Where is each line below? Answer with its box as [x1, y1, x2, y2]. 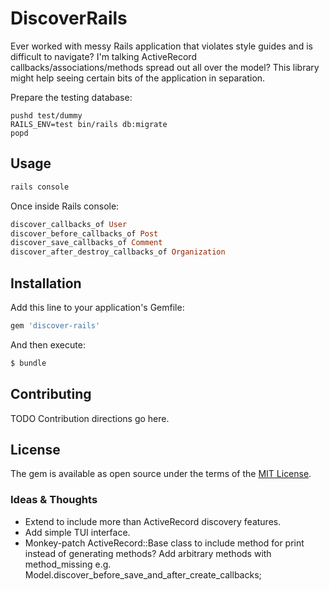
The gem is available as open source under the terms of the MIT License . [10, 468, 312, 480]
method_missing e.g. [24, 558, 112, 570]
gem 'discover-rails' [10, 320, 101, 331]
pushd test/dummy [10, 110, 83, 121]
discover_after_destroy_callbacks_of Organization [10, 247, 226, 257]
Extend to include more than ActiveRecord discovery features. [24, 515, 282, 527]
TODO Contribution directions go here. [10, 412, 170, 424]
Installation [10, 275, 82, 292]
